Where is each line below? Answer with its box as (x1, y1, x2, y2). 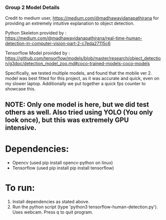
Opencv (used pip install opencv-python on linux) (12, 160, 113, 166)
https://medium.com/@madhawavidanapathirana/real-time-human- (5, 35, 142, 41)
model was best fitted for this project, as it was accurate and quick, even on (5, 76, 160, 82)
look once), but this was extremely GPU (5, 116, 129, 124)
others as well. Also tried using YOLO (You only (5, 108, 153, 116)
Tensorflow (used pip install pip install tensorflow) (12, 165, 114, 171)
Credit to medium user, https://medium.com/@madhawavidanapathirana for (5, 15, 159, 21)
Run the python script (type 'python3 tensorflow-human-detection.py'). (12, 204, 158, 210)
